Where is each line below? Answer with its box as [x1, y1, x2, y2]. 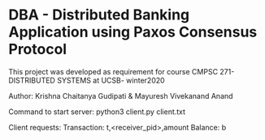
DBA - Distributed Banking [8, 6, 190, 24]
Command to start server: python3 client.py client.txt [8, 107, 185, 117]
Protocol [8, 40, 67, 58]
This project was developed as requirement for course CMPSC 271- [8, 66, 235, 76]
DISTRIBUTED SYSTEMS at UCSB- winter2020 [8, 75, 165, 85]
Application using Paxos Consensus [8, 23, 258, 41]
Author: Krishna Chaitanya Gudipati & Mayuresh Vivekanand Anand [8, 91, 233, 100]
